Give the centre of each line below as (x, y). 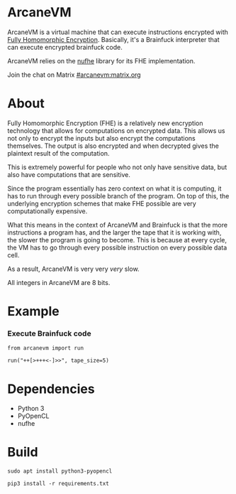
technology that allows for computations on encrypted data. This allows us (116, 130)
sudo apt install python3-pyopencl (60, 471)
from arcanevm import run (45, 348)
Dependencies (51, 389)
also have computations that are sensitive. (69, 174)
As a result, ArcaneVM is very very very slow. (73, 269)
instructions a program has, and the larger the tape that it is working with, (114, 232)
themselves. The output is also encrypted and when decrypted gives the (113, 146)
